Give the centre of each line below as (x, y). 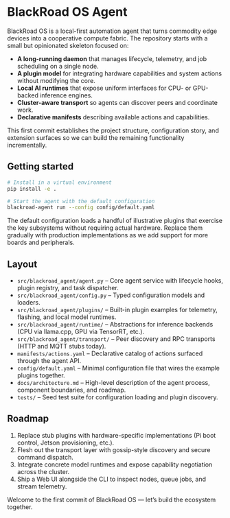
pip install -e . (32, 189)
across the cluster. (43, 471)
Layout (22, 264)
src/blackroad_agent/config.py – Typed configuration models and (111, 295)
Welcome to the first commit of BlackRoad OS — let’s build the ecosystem (112, 499)
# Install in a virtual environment (59, 183)
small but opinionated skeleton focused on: (68, 45)
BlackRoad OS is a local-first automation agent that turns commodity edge (112, 31)
